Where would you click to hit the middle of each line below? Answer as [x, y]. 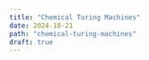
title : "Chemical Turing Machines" [75, 17]
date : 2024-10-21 [41, 26]
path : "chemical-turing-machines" [73, 34]
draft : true [31, 42]
